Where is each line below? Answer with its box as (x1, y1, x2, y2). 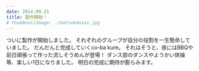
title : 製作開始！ (6, 14, 48, 20)
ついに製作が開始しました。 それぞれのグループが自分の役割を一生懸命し (6, 37, 185, 44)
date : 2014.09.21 (6, 8, 50, 15)
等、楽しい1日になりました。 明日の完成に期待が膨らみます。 (6, 59, 157, 66)
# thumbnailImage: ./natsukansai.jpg (6, 20, 100, 25)
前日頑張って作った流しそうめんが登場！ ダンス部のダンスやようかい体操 (6, 51, 185, 59)
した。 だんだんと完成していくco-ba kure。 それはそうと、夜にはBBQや (16, 44, 194, 51)
